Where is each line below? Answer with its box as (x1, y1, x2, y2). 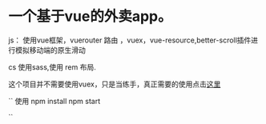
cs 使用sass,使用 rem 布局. (8, 62, 96, 72)
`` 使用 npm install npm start (8, 96, 101, 106)
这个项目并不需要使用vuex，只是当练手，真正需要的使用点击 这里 (8, 79, 221, 89)
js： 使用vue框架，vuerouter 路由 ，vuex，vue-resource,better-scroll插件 (8, 35, 252, 45)
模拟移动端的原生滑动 (14, 45, 86, 54)
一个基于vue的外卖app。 (8, 7, 172, 26)
